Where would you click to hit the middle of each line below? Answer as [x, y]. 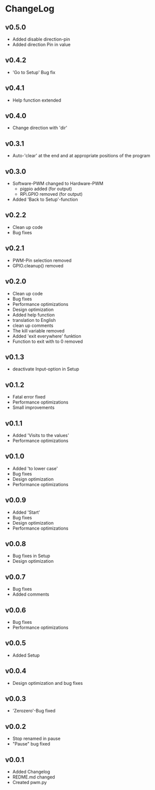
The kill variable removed [38, 330]
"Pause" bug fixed [31, 744]
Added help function [33, 315]
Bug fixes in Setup [31, 556]
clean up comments [33, 325]
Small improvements [33, 408]
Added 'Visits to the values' [40, 435]
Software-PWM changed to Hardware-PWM [58, 184]
